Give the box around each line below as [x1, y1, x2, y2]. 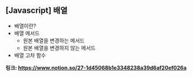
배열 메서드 [14, 29, 40, 36]
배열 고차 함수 [14, 52, 46, 59]
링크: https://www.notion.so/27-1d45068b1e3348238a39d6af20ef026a [5, 64, 187, 71]
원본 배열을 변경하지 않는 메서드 [22, 44, 96, 51]
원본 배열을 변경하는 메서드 [22, 37, 85, 44]
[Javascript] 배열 [5, 5, 68, 16]
